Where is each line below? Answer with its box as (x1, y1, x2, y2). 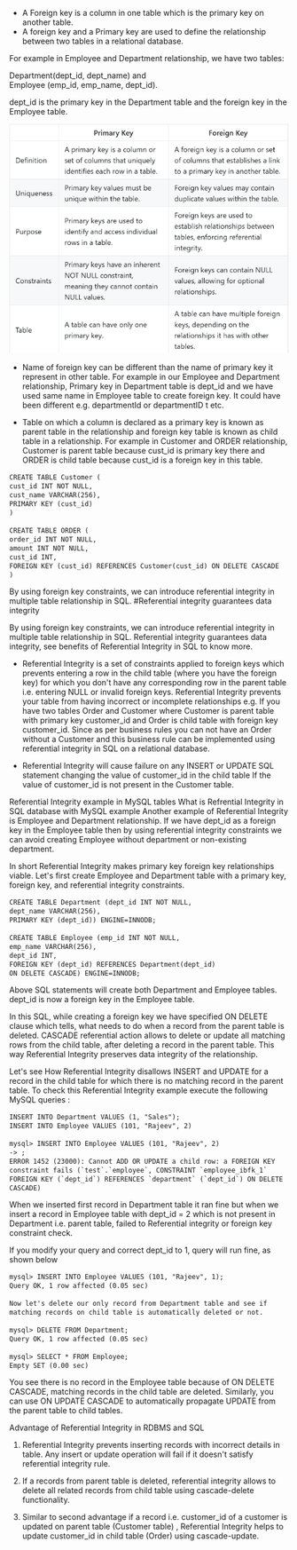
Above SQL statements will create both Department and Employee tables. (9, 985, 277, 995)
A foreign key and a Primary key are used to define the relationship (21, 27, 267, 36)
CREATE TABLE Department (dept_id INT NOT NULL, (9, 898, 192, 906)
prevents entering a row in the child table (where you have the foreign (21, 668, 277, 678)
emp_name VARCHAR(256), (9, 942, 98, 951)
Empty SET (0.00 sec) (9, 1361, 90, 1370)
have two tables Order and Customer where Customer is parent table (21, 705, 275, 716)
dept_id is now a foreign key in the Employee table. (9, 993, 195, 1004)
